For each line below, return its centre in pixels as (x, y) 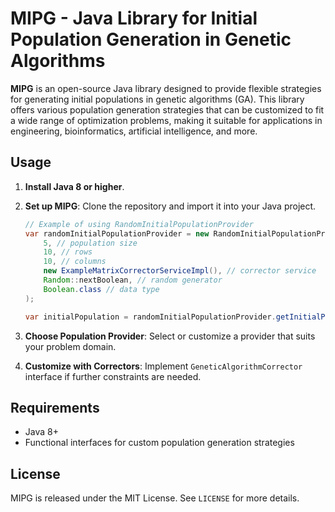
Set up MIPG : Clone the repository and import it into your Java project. (170, 206)
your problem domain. (70, 346)
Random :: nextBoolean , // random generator (133, 280)
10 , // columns (75, 262)
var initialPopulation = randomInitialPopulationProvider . (150, 317)
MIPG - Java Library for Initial (134, 18)
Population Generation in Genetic (151, 39)
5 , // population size (90, 243)
